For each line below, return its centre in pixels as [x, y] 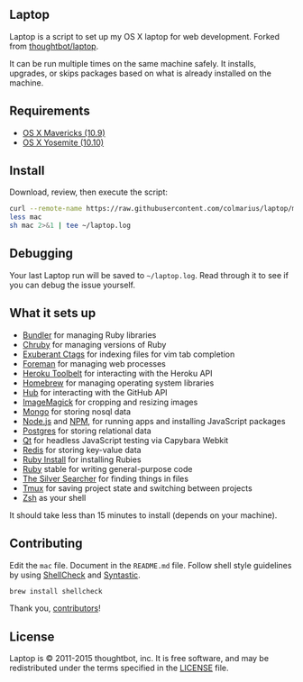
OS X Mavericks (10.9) [64, 132]
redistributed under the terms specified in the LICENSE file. [119, 668]
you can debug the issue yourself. [72, 285]
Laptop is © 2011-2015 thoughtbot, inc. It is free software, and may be [139, 659]
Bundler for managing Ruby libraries [89, 335]
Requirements [50, 111]
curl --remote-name [46, 209]
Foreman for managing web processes [94, 363]
